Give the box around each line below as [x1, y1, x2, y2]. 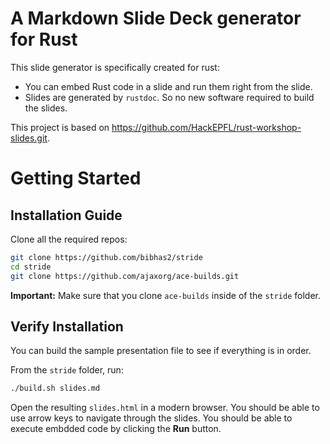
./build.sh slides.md [10, 383, 101, 394]
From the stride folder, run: [10, 364, 124, 376]
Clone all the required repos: [10, 233, 128, 245]
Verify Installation [10, 318, 124, 335]
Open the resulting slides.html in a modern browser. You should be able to [10, 402, 320, 414]
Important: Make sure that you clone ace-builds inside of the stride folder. [10, 289, 322, 301]
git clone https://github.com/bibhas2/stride [10, 252, 203, 262]
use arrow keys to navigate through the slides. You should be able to [10, 412, 293, 424]
